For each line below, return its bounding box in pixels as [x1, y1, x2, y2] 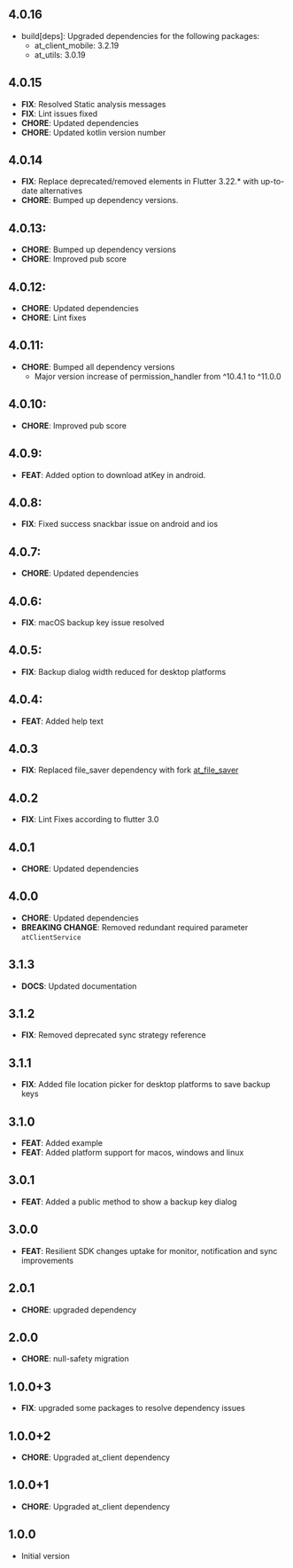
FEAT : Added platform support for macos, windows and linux [20, 1148, 244, 1158]
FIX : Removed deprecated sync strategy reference [20, 1030, 206, 1040]
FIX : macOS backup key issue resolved [20, 616, 165, 628]
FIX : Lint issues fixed [20, 108, 98, 119]
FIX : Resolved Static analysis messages [20, 98, 166, 109]
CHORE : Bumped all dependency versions [20, 361, 175, 372]
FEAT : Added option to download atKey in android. [20, 469, 206, 480]
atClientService [20, 933, 81, 942]
